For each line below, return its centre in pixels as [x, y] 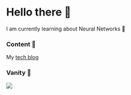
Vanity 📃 [19, 73]
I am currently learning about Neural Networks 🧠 [66, 29]
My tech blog [22, 57]
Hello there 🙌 [39, 12]
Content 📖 [21, 44]
